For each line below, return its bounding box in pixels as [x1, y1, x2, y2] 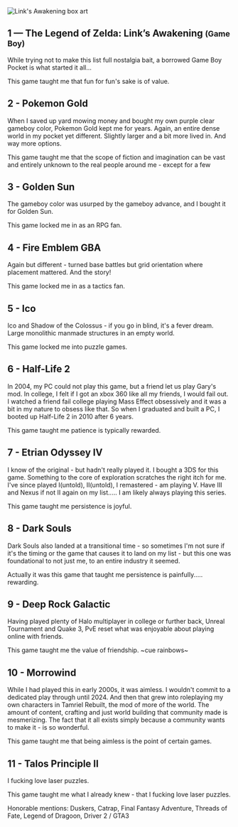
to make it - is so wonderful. [7, 723, 90, 732]
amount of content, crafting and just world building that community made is [7, 708, 228, 717]
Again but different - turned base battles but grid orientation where [7, 261, 204, 269]
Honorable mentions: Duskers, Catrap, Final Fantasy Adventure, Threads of [7, 804, 227, 812]
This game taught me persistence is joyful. [7, 502, 132, 510]
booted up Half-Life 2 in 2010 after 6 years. [7, 412, 134, 421]
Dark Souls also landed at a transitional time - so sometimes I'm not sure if [7, 541, 225, 550]
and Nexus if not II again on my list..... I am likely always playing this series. [7, 488, 227, 497]
